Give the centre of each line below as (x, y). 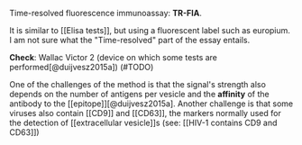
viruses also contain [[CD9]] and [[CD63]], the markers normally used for (145, 113)
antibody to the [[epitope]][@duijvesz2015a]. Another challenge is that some (151, 104)
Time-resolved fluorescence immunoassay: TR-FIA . (106, 13)
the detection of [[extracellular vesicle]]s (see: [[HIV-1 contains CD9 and (143, 122)
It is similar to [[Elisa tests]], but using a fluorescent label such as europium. (150, 30)
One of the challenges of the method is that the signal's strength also (137, 84)
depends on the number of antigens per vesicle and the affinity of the (139, 94)
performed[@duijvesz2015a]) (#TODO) (82, 67)
